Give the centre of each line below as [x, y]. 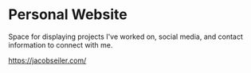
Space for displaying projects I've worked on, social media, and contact [125, 36]
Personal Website [68, 15]
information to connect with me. [61, 44]
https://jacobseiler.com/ [47, 60]
